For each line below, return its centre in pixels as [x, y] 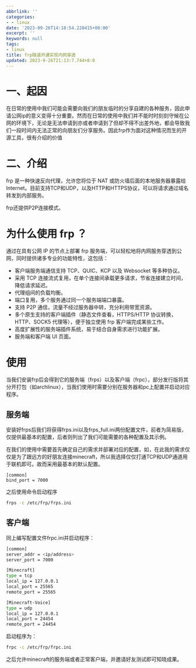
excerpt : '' [20, 33]
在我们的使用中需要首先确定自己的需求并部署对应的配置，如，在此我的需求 [95, 450]
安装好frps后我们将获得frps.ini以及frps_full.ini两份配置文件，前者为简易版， [96, 430]
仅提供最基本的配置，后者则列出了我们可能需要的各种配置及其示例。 [88, 437]
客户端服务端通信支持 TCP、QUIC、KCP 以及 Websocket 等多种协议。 [99, 271]
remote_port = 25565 [31, 592]
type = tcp [19, 576]
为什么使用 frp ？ [47, 234]
